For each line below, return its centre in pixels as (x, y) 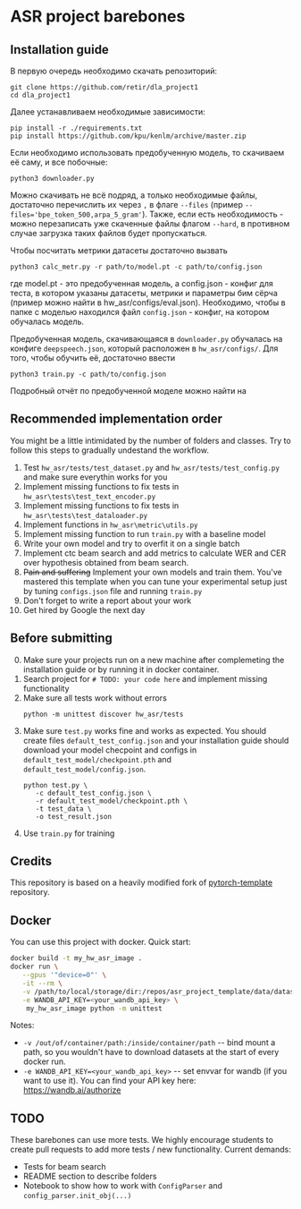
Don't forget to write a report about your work (107, 600)
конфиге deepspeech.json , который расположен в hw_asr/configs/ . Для (144, 348)
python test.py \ (55, 785)
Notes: (22, 1026)
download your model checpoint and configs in (110, 750)
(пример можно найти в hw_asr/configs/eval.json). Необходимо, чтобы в (148, 302)
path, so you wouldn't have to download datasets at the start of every (151, 1052)
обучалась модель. (47, 321)
